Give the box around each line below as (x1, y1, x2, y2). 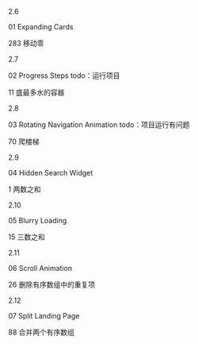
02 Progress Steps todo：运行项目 (8, 71, 120, 80)
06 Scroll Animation (8, 264, 73, 272)
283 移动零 (8, 39, 44, 48)
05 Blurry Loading (8, 216, 67, 225)
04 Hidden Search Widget (8, 168, 93, 177)
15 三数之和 (8, 232, 45, 242)
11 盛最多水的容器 (8, 87, 65, 97)
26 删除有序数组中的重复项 (8, 280, 96, 289)
